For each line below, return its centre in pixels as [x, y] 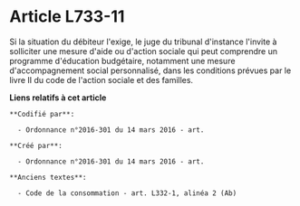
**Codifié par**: [42, 114]
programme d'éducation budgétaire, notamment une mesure [122, 61]
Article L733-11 [67, 17]
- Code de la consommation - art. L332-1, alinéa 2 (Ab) [127, 193]
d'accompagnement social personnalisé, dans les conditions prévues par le [150, 70]
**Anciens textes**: [48, 177]
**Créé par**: [36, 145]
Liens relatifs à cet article [58, 98]
